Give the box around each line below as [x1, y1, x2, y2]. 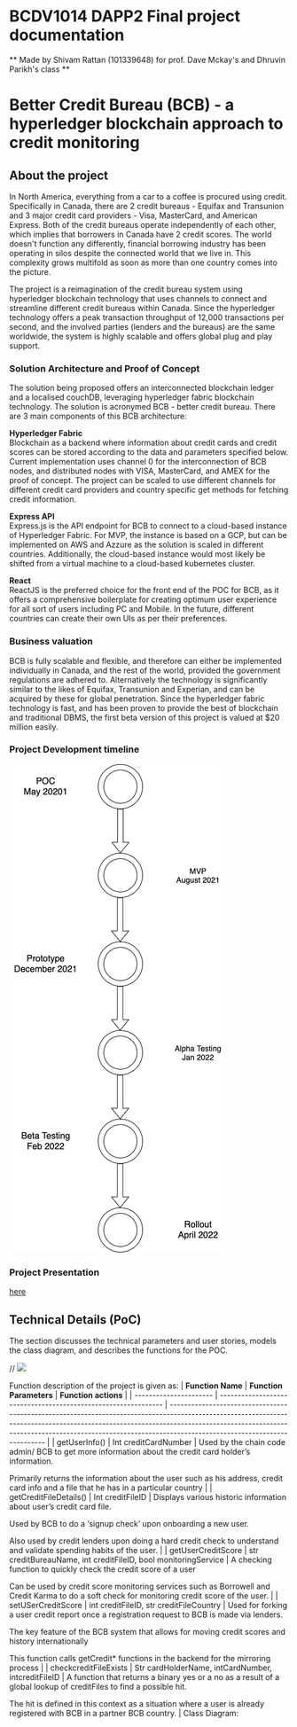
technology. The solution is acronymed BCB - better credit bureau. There [9, 402, 277, 412]
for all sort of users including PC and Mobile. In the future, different [9, 604, 254, 614]
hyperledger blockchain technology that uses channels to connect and [9, 293, 268, 303]
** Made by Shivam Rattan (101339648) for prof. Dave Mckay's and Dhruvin [9, 54, 286, 65]
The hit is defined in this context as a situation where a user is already [9, 1698, 264, 1708]
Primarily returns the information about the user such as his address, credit [9, 1473, 284, 1483]
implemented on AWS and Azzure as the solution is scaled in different [9, 539, 264, 551]
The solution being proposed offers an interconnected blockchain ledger [9, 383, 275, 394]
